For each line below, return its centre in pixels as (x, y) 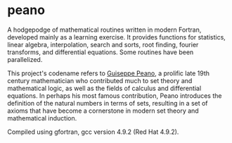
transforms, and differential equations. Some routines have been (101, 52)
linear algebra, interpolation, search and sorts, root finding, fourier (103, 44)
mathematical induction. (42, 118)
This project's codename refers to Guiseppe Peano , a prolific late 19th (108, 73)
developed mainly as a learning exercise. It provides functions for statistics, (117, 37)
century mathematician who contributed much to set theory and (100, 80)
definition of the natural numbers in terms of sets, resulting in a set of (108, 103)
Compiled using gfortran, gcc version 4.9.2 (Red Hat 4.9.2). (93, 132)
